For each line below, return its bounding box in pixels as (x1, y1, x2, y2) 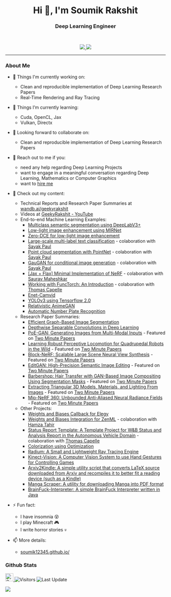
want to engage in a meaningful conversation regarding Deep (20, 170, 149, 176)
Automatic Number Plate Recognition (27, 308, 106, 314)
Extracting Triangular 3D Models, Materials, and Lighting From (27, 384, 158, 390)
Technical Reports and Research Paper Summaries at (20, 200, 132, 206)
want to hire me (20, 180, 53, 186)
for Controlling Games (27, 459, 74, 465)
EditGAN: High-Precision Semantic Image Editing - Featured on (27, 362, 160, 368)
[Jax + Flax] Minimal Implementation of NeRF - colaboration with (27, 270, 164, 276)
